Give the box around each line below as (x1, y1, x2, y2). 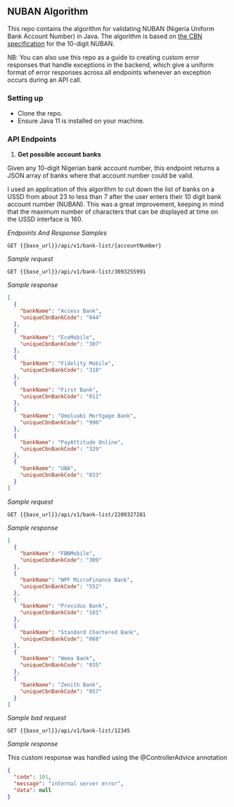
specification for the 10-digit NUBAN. (7, 39, 115, 48)
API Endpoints (7, 134, 57, 144)
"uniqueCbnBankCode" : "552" (20, 583, 102, 590)
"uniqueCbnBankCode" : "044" (20, 314, 102, 322)
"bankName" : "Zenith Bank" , (20, 681, 102, 688)
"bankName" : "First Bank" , (20, 386, 99, 394)
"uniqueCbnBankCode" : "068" (20, 635, 102, 643)
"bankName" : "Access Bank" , (20, 308, 102, 315)
